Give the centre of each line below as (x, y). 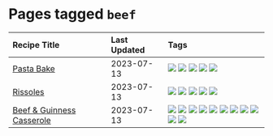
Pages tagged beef (72, 14)
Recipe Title (36, 45)
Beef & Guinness (44, 110)
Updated (128, 49)
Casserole (32, 120)
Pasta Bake (34, 68)
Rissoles (28, 91)
